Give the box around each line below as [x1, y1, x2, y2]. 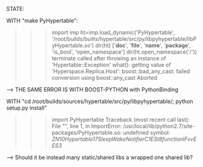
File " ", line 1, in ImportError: [51, 123, 122, 130]
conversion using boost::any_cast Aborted [51, 74, 157, 81]
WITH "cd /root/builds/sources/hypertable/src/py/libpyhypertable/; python [6, 98, 193, 105]
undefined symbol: [123, 129, 171, 136]
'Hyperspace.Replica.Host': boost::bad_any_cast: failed [51, 68, 190, 75]
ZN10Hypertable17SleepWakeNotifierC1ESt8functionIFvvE [51, 135, 197, 143]
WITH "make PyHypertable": [6, 17, 78, 24]
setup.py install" [6, 104, 47, 112]
